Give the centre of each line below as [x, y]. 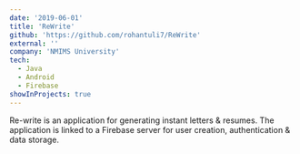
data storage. [35, 139]
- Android [36, 77]
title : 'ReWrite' [42, 26]
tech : [20, 60]
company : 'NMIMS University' [65, 52]
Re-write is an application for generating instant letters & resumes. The [142, 120]
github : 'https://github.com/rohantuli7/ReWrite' [105, 35]
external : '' [34, 43]
